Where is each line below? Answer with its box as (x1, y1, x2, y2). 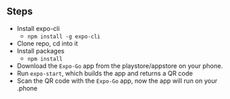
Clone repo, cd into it (16, 39, 78, 48)
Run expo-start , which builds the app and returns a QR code (16, 69, 193, 77)
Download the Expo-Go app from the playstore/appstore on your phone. (16, 61, 223, 70)
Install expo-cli (16, 24, 61, 32)
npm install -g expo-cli (27, 33, 101, 40)
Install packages (16, 46, 65, 55)
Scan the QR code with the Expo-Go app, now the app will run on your (16, 77, 218, 85)
